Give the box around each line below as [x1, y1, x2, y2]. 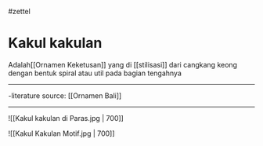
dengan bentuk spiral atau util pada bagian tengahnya [8, 68, 182, 78]
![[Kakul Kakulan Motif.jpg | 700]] [8, 129, 115, 138]
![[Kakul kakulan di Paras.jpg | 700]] [8, 113, 124, 122]
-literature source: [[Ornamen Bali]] [8, 90, 122, 100]
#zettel [8, 7, 31, 16]
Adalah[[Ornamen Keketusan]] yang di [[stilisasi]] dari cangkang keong [8, 60, 237, 69]
